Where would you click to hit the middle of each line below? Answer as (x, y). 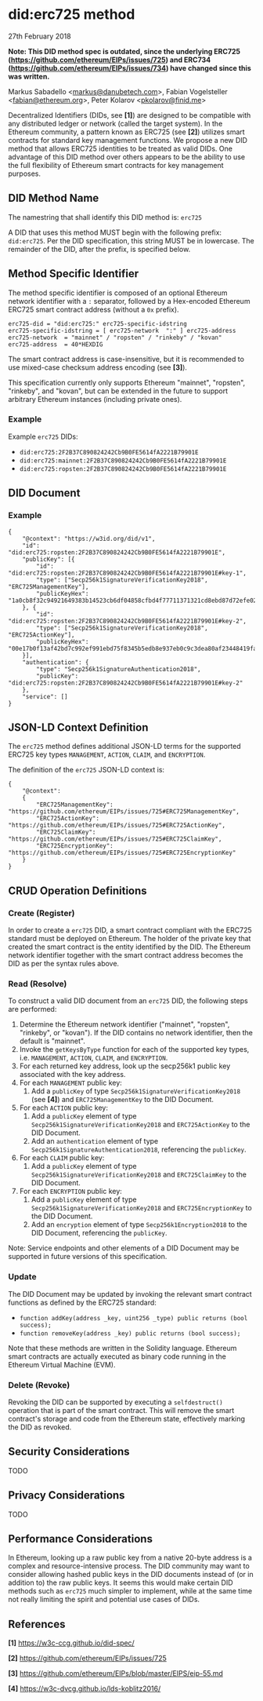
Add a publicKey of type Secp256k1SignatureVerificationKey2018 (136, 1091)
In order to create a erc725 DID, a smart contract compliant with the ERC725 (130, 930)
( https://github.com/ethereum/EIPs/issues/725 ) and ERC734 (110, 60)
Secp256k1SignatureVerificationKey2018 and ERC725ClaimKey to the (139, 1174)
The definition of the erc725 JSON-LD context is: (86, 770)
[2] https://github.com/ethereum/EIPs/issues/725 (87, 1659)
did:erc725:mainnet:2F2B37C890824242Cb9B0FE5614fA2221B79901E (123, 461)
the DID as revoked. (40, 1427)
